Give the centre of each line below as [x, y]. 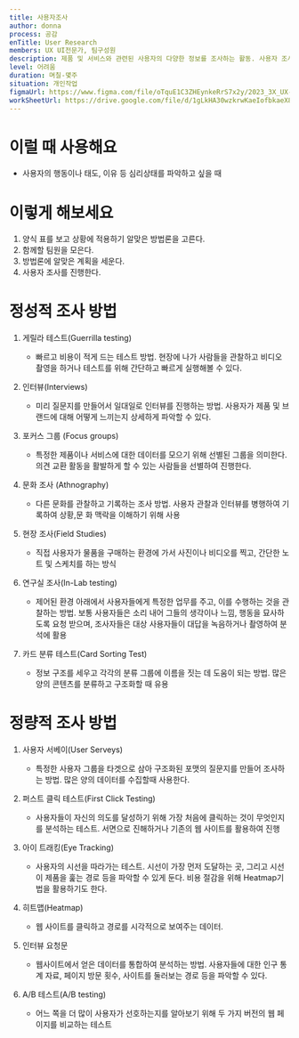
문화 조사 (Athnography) [65, 485]
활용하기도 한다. [80, 889]
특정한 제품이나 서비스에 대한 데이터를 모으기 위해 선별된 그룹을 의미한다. [161, 455]
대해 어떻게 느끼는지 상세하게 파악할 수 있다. [135, 417]
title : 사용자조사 [39, 17]
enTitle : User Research [53, 42]
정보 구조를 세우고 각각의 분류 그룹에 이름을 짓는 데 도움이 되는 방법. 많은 [161, 673]
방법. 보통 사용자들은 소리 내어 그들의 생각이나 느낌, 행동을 [160, 613]
